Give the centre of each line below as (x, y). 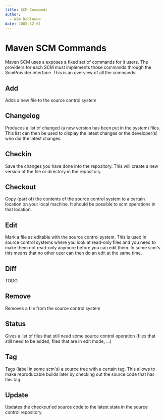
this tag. (13, 379)
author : (13, 14)
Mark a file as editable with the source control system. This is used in (76, 237)
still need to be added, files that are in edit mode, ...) (58, 341)
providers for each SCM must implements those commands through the (78, 67)
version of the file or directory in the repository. (53, 171)
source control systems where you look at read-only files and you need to (81, 242)
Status (16, 324)
